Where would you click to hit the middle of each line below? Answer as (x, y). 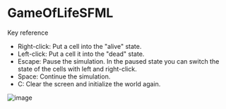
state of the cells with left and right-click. (77, 69)
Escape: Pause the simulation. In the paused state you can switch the (118, 61)
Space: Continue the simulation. (64, 76)
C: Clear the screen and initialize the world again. (89, 84)
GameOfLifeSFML (60, 13)
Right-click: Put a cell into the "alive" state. (79, 46)
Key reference (28, 33)
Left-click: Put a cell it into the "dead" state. (81, 54)
